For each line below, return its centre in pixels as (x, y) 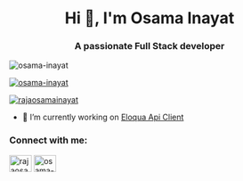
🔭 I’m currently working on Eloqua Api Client (103, 117)
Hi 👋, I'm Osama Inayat (150, 18)
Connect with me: (49, 140)
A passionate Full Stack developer (150, 46)
